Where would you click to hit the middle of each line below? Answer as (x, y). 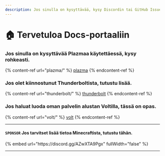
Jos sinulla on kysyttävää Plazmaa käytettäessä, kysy (71, 53)
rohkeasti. (18, 59)
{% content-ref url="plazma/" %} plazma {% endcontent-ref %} (70, 70)
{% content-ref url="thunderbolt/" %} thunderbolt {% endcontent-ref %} (79, 94)
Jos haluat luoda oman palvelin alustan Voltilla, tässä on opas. (81, 106)
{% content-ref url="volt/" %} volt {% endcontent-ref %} (63, 117)
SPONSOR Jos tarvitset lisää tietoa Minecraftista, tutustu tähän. (69, 133)
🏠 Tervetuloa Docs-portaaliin (67, 35)
